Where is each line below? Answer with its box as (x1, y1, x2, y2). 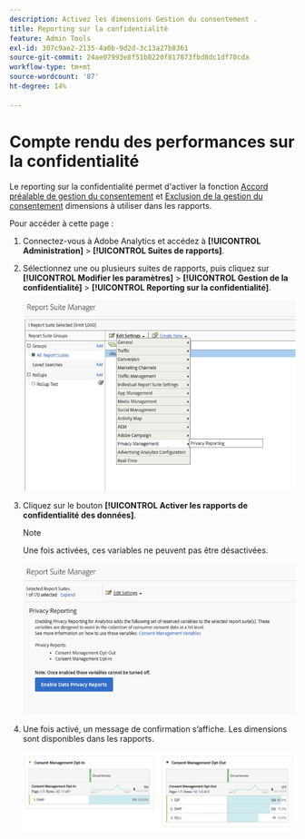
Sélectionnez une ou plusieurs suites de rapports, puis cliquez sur (22, 262, 270, 273)
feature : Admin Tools (9, 34, 92, 43)
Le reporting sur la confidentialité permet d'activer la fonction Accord (9, 181, 269, 192)
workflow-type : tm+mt (9, 63, 92, 72)
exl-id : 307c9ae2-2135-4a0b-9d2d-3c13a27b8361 (9, 44, 189, 53)
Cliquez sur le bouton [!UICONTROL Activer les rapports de (22, 499, 248, 510)
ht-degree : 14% (9, 82, 67, 91)
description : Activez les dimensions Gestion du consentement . (9, 15, 258, 24)
